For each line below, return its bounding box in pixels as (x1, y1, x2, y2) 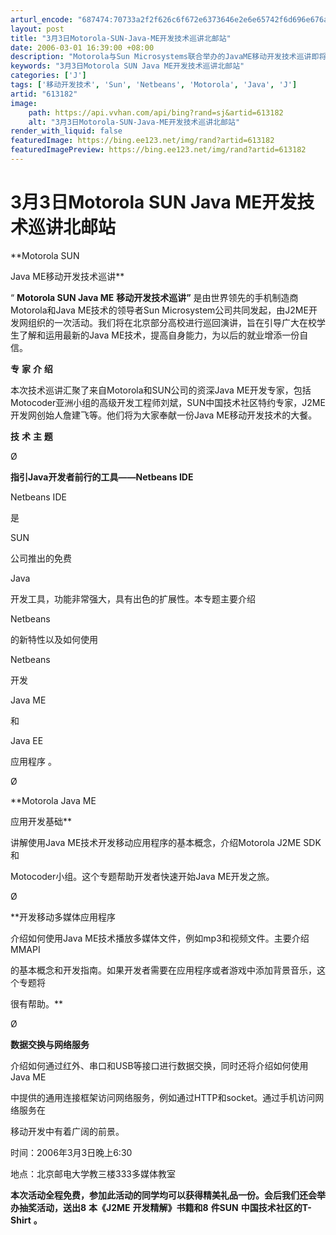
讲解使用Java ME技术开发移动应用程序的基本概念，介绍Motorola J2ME (10, 836, 302, 848)
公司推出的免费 (10, 552, 72, 564)
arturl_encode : (10, 14, 74, 25)
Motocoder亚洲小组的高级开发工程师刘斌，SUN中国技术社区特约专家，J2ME (10, 396, 326, 408)
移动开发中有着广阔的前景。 (10, 1125, 125, 1137)
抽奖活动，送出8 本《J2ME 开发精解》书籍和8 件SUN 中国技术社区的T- (18, 1201, 312, 1213)
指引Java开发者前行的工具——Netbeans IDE (10, 471, 194, 483)
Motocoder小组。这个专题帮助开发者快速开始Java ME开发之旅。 (10, 870, 275, 882)
